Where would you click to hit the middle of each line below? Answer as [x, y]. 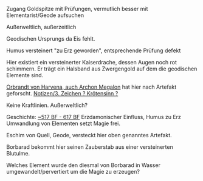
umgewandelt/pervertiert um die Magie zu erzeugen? [73, 172]
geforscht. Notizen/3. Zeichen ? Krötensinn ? [62, 93]
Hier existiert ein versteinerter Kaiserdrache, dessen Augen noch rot [92, 62]
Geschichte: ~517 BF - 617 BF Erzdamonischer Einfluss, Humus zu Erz [94, 117]
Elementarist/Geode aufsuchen [45, 15]
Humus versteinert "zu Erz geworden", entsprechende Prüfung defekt [94, 50]
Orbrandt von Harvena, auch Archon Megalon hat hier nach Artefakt [91, 87]
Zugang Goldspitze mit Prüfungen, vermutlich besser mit [77, 9]
